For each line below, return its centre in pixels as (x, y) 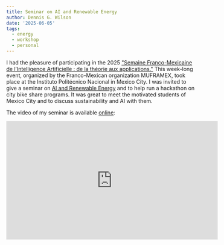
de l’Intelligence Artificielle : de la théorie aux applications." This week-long (100, 69)
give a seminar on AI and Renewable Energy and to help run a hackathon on (101, 88)
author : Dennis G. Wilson (39, 17)
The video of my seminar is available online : (61, 113)
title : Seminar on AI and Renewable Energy (62, 12)
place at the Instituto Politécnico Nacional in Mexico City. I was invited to (96, 81)
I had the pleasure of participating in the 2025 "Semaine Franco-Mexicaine (99, 62)
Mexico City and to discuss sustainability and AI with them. (79, 101)
